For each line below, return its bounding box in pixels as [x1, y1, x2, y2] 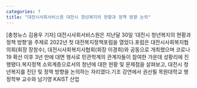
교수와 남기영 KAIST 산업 [21, 75, 80, 83]
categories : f [6, 8, 41, 15]
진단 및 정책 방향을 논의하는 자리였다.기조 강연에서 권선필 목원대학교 [26, 68, 183, 75]
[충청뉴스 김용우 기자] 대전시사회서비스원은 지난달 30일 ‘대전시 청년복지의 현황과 [6, 31, 191, 38]
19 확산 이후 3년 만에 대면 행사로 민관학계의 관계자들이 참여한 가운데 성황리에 [6, 53, 183, 60]
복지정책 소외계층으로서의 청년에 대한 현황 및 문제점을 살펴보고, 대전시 [21, 60, 183, 68]
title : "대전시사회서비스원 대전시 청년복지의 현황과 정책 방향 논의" [6, 14, 151, 20]
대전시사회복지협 [150, 38, 189, 45]
